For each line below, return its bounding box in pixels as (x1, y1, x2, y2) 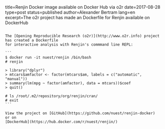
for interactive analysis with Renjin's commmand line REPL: (5, 42, 133, 47)
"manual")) (5, 77, 28, 81)
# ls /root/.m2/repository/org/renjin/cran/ (5, 94, 98, 99)
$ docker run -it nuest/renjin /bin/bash (5, 55, 92, 60)
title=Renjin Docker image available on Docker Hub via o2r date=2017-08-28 (5, 4, 161, 10)
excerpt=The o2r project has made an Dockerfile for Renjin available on (5, 15, 150, 20)
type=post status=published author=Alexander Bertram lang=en (5, 9, 135, 15)
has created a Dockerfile (5, 38, 58, 43)
